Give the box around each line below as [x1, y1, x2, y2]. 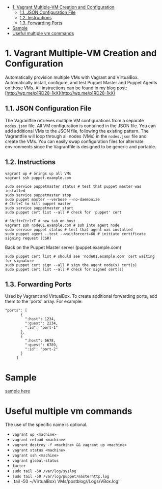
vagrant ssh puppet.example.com [5, 175, 71, 180]
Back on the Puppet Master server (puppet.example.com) [5, 244, 122, 250]
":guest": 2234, [25, 321, 58, 326]
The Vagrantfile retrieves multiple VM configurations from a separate [5, 117, 144, 123]
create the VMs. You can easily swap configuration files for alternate [5, 138, 144, 144]
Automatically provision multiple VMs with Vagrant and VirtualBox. [5, 74, 139, 80]
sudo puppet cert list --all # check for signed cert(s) [5, 267, 124, 272]
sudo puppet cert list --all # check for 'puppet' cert [5, 210, 122, 215]
